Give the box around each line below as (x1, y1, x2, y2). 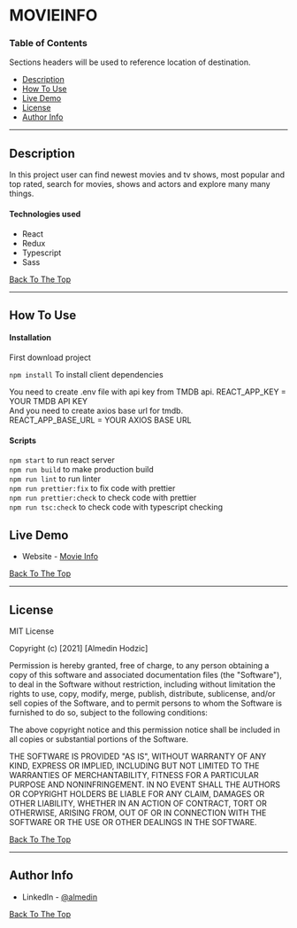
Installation (9, 332, 51, 343)
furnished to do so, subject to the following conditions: (9, 706, 208, 718)
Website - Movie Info (21, 551, 99, 562)
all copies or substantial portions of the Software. (9, 733, 188, 745)
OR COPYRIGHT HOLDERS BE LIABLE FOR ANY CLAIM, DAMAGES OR (9, 788, 265, 799)
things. (9, 188, 34, 199)
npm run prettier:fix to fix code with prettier (9, 483, 176, 494)
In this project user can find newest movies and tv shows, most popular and (9, 169, 286, 180)
